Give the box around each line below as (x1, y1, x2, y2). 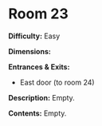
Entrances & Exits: (8, 61, 70, 72)
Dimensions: (8, 46, 52, 56)
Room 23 (8, 5, 69, 23)
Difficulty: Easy (8, 31, 61, 41)
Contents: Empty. (8, 108, 67, 118)
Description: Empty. (8, 93, 76, 102)
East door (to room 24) (19, 77, 95, 87)
